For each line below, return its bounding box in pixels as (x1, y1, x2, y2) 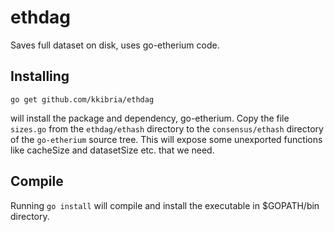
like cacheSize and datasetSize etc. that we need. (10, 144, 215, 156)
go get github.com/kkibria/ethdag (10, 94, 155, 105)
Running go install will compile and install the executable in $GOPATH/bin (10, 199, 320, 211)
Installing (10, 68, 70, 85)
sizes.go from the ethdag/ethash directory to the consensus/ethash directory (10, 122, 324, 135)
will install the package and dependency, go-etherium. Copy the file (10, 112, 290, 124)
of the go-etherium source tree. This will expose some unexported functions (10, 133, 323, 145)
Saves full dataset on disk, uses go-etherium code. (10, 39, 220, 51)
